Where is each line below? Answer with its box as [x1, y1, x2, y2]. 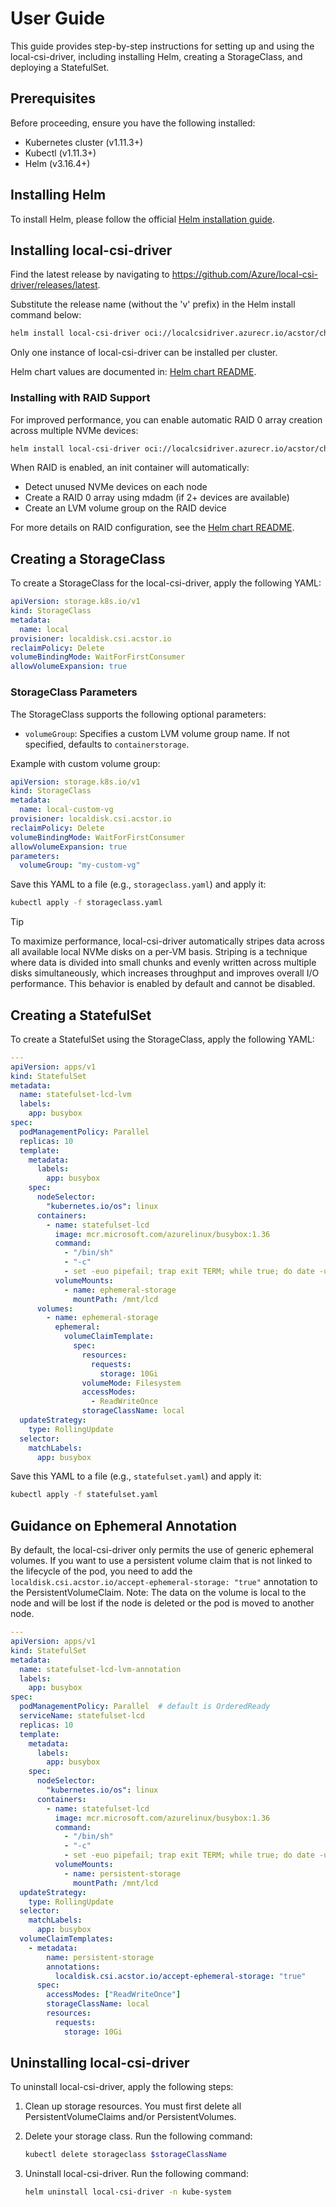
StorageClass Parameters [10, 685, 138, 699]
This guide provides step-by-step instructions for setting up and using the [10, 40, 315, 52]
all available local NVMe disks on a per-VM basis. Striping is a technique [10, 946, 308, 958]
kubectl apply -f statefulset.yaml [10, 1490, 159, 1500]
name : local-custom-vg [19, 805, 114, 815]
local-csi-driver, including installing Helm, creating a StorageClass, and [10, 50, 303, 62]
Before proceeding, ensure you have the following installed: [10, 117, 256, 129]
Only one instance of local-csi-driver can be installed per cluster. [10, 347, 278, 359]
